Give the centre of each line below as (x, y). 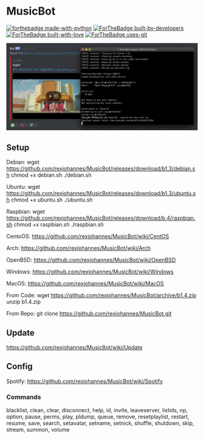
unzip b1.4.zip (24, 302)
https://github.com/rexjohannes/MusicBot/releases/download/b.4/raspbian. (101, 218)
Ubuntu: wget (23, 187)
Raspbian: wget (26, 212)
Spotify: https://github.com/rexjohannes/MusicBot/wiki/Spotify (85, 381)
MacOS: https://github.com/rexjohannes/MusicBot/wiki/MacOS (85, 284)
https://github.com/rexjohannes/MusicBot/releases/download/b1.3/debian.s (101, 169)
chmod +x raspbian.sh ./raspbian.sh (59, 225)
